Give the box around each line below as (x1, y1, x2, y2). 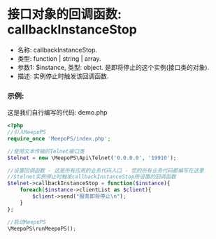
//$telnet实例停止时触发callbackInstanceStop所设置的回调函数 (7, 173, 176, 180)
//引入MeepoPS (7, 129, 47, 136)
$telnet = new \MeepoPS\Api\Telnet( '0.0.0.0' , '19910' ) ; (7, 154, 177, 161)
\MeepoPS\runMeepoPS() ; (7, 225, 77, 232)
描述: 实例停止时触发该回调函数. (17, 71, 109, 80)
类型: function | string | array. (17, 54, 101, 63)
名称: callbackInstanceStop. (17, 45, 98, 54)
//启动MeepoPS (7, 218, 47, 226)
